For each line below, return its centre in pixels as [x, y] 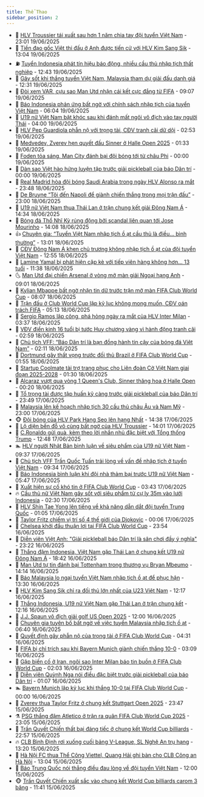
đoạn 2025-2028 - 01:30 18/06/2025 [61, 374]
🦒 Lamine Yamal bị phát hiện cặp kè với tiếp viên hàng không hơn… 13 [102, 261]
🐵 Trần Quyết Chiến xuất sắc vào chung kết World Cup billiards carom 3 [106, 781]
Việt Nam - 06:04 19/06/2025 [52, 111]
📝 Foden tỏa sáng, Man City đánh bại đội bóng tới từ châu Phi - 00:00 [102, 156]
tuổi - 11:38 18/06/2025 [44, 268]
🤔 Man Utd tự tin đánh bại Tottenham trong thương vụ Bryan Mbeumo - [104, 564]
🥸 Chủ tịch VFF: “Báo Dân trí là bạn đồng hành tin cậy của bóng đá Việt [104, 342]
